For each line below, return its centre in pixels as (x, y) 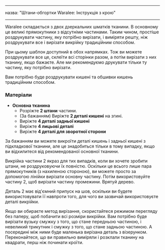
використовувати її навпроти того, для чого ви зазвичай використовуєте (82, 197)
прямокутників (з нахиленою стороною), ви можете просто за (71, 172)
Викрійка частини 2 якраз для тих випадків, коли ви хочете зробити (76, 161)
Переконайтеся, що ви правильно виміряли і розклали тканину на (74, 237)
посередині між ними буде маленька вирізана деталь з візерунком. (76, 232)
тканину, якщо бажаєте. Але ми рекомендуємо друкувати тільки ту (76, 62)
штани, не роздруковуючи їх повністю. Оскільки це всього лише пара (78, 166)
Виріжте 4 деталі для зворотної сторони (63, 132)
